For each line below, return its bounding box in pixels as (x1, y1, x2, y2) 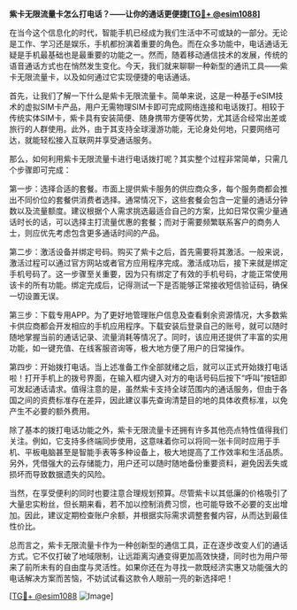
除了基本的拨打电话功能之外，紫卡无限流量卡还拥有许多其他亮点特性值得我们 (9, 425, 288, 435)
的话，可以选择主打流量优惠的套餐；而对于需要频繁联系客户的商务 (32, 217, 272, 227)
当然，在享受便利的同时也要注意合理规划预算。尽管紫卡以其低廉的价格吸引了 (9, 488, 288, 498)
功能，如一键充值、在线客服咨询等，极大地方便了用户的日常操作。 (9, 343, 249, 353)
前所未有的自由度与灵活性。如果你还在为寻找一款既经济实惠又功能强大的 (24, 562, 288, 572)
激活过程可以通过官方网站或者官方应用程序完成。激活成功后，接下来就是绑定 (9, 258, 288, 268)
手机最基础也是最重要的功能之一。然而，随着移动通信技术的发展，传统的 (24, 50, 288, 60)
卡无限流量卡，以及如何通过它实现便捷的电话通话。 (9, 72, 195, 82)
